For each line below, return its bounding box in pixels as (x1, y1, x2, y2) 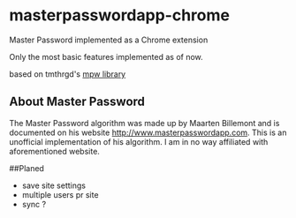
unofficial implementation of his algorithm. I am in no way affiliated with (9, 136, 269, 147)
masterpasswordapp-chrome (9, 5, 230, 26)
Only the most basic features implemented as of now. (9, 51, 203, 62)
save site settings (21, 180, 87, 191)
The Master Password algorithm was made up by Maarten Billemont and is (9, 117, 280, 128)
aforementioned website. (9, 146, 100, 156)
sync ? (21, 199, 47, 209)
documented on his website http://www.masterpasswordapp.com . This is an (9, 127, 287, 138)
